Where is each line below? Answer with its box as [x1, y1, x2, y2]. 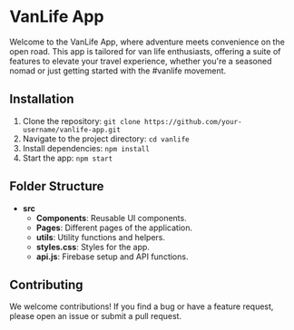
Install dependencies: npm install [22, 142, 150, 153]
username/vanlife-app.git [22, 125, 121, 134]
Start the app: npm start [22, 152, 113, 163]
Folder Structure [9, 179, 104, 194]
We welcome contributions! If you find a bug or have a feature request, [9, 301, 274, 312]
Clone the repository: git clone [22, 115, 141, 126]
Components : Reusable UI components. [35, 212, 188, 223]
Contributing [9, 277, 83, 292]
